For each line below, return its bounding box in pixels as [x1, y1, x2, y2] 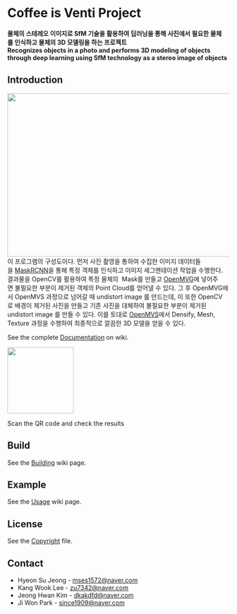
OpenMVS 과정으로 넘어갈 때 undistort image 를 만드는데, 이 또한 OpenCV [14, 292, 223, 301]
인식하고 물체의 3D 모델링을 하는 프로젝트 [14, 37, 127, 47]
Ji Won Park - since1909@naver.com [17, 598, 126, 607]
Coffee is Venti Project [7, 5, 142, 21]
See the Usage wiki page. [7, 497, 82, 506]
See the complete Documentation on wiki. [7, 333, 129, 341]
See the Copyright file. [7, 537, 73, 545]
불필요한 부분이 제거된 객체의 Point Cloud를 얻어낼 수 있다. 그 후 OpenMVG [14, 283, 223, 292]
